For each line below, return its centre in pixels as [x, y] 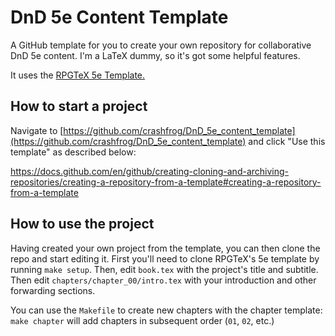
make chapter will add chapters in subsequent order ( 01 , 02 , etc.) [142, 320]
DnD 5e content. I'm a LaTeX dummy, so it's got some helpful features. [155, 55]
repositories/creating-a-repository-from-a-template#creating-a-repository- [166, 182]
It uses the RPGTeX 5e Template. [78, 75]
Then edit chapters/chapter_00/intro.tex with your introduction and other [163, 280]
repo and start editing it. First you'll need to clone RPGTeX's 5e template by [165, 258]
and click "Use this [287, 141]
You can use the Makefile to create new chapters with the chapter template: [166, 310]
